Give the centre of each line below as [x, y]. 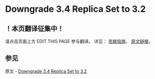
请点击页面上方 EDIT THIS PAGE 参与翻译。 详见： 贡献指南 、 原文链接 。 [79, 41]
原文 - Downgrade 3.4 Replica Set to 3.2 [46, 71]
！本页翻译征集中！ [34, 28]
